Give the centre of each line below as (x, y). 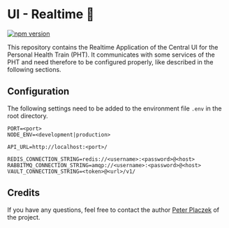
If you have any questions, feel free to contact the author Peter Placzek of (113, 210)
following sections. (34, 69)
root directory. (28, 115)
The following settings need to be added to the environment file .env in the (114, 108)
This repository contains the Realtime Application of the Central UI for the (113, 47)
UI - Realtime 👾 (51, 14)
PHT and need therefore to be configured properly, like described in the (110, 62)
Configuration (38, 91)
